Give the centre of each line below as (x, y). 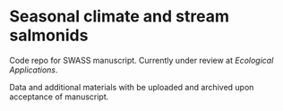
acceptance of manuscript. (59, 97)
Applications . (34, 70)
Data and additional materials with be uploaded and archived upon (132, 87)
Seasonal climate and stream (120, 17)
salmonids (49, 35)
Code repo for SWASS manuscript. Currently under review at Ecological (141, 60)
